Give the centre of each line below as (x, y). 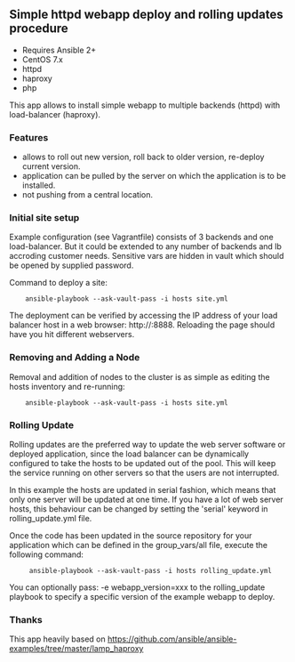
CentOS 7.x (43, 59)
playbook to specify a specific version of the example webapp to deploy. (142, 597)
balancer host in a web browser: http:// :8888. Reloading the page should (142, 325)
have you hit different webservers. (72, 335)
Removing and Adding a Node (75, 358)
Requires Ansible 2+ (59, 50)
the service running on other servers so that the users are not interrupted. (144, 472)
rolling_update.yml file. (51, 518)
